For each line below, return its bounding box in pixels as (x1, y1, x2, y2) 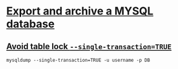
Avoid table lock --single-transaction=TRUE (6, 41, 172, 51)
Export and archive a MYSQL (6, 4, 154, 18)
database (6, 17, 55, 31)
